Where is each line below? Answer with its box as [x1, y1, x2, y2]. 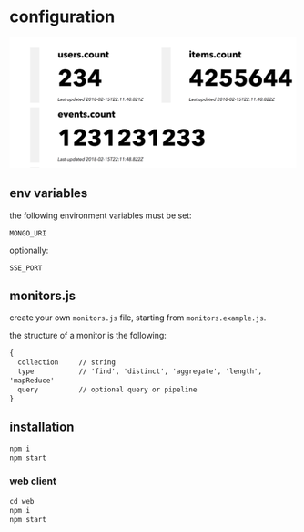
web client [9, 475, 57, 487]
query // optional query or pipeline [17, 385, 198, 394]
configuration [9, 6, 116, 27]
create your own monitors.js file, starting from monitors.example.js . [9, 312, 267, 323]
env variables [9, 185, 88, 202]
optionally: [9, 245, 49, 256]
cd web [9, 496, 35, 506]
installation [9, 419, 75, 434]
